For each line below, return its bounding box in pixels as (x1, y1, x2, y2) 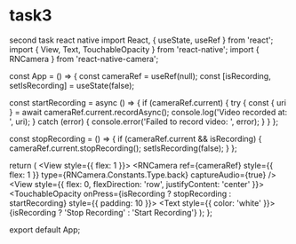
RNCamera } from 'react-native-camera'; (9, 53, 159, 64)
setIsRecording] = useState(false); (9, 80, 135, 91)
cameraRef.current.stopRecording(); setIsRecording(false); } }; (9, 143, 237, 153)
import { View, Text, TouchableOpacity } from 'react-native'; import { (9, 43, 260, 54)
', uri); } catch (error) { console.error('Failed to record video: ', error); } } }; (9, 116, 279, 127)
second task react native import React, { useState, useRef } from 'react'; (9, 35, 274, 45)
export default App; (9, 224, 81, 235)
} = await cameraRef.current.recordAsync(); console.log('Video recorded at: (9, 106, 287, 117)
